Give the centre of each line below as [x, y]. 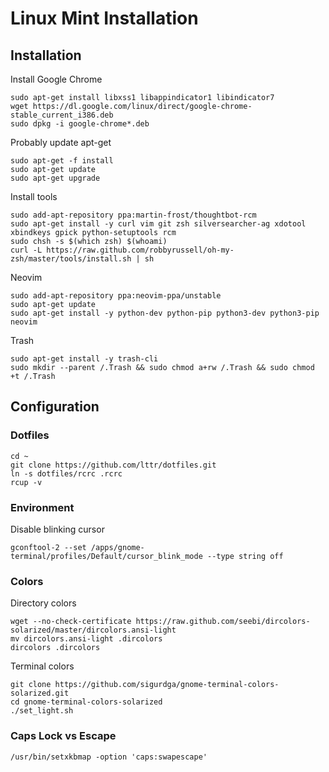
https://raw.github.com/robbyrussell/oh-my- [140, 250]
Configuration [55, 407]
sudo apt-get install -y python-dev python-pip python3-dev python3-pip [165, 313]
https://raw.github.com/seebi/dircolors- [223, 622]
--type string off [245, 556]
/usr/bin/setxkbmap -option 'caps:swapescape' [109, 757]
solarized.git [40, 693]
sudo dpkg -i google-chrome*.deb [80, 124]
